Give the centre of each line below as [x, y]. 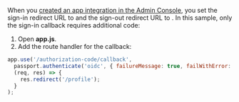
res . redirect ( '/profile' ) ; [60, 79]
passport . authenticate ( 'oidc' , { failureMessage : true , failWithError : [123, 66]
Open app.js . [37, 39]
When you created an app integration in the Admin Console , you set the [112, 10]
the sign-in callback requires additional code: [74, 25]
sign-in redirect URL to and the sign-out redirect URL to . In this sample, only [120, 18]
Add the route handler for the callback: [75, 46]
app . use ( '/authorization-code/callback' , [70, 59]
